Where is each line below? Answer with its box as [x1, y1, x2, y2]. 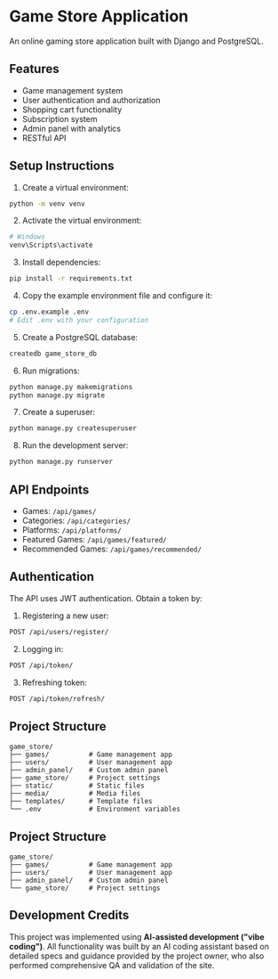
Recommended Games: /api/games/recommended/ [21, 543, 203, 554]
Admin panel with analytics [21, 123, 122, 134]
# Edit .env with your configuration [9, 315, 149, 324]
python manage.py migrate [9, 390, 105, 400]
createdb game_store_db [9, 349, 98, 358]
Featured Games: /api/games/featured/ [21, 534, 167, 544]
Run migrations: [21, 365, 80, 376]
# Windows [9, 233, 46, 241]
